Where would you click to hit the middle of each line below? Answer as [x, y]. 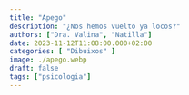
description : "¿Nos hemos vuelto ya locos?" [95, 26]
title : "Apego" [38, 18]
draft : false [34, 69]
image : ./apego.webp [49, 60]
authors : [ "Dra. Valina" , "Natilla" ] [81, 34]
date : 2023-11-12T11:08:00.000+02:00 [81, 43]
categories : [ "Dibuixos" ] [63, 52]
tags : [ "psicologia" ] [50, 77]
